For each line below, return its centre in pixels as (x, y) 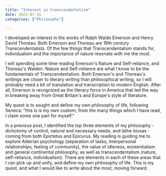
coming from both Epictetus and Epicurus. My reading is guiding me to (78, 136)
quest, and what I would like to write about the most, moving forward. (77, 168)
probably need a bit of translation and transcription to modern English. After (83, 85)
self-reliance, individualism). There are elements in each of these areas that (83, 157)
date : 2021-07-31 (23, 15)
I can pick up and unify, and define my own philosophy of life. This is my (79, 163)
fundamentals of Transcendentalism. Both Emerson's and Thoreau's (75, 74)
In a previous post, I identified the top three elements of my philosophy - (79, 125)
